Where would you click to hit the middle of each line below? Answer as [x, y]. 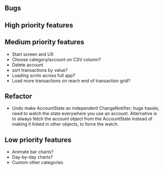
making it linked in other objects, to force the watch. [65, 124]
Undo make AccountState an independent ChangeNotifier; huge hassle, [85, 108]
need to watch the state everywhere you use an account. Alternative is [84, 114]
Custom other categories [37, 163]
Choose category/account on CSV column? [56, 59]
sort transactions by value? [40, 70]
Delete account [27, 65]
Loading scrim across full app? [43, 75]
